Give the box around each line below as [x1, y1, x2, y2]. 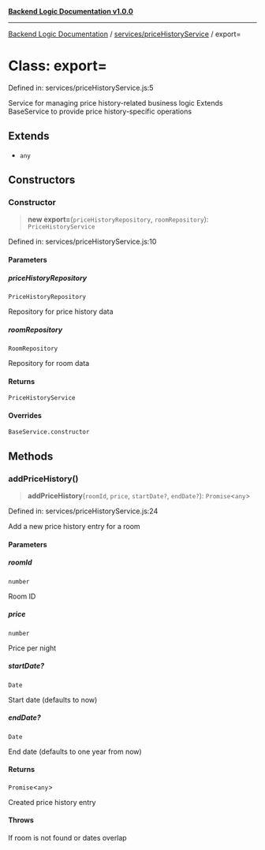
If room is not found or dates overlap [8, 833, 128, 842]
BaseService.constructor [8, 428, 90, 436]
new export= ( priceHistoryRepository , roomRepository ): [27, 214, 209, 224]
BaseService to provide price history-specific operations [8, 106, 192, 116]
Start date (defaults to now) [8, 695, 98, 704]
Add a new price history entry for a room [8, 522, 140, 531]
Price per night [8, 643, 57, 653]
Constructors [8, 173, 76, 187]
